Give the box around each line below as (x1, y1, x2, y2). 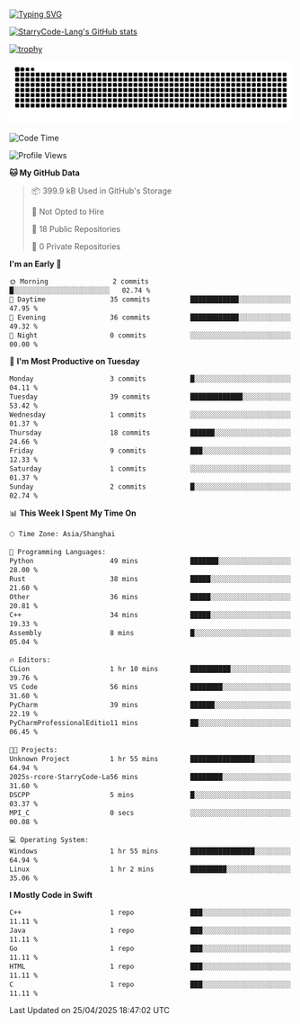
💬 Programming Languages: (9, 548, 106, 557)
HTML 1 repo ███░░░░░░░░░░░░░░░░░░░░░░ (9, 962, 292, 972)
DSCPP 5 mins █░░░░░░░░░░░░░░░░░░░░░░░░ (9, 791, 292, 800)
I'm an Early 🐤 (9, 258, 62, 270)
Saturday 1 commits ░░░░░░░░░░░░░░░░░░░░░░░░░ (9, 464, 292, 473)
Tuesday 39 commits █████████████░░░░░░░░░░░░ (9, 392, 292, 401)
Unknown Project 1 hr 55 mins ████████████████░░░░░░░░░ (9, 755, 292, 764)
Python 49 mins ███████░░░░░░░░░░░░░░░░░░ (9, 557, 292, 566)
